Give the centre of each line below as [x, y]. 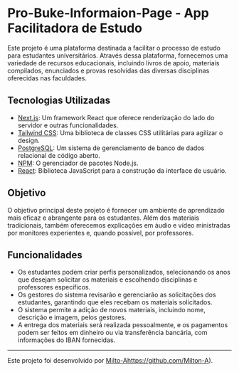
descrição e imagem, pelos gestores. [72, 317]
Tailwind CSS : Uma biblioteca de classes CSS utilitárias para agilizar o [120, 132]
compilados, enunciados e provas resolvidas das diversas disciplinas [108, 70]
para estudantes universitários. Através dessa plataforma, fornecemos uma [118, 55]
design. [29, 140]
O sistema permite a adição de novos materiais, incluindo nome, [112, 310]
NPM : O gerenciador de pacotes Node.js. [78, 163]
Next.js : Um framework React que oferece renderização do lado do [116, 117]
